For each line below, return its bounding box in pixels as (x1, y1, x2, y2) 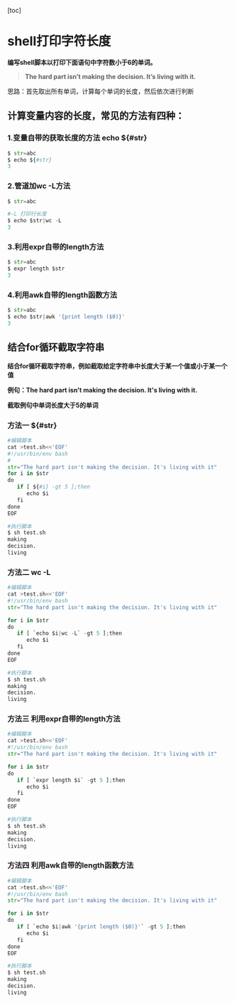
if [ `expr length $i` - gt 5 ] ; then (16, 776, 126, 784)
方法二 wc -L (7, 567, 51, 577)
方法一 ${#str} (7, 420, 58, 430)
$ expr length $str (7, 265, 65, 273)
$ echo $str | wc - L (7, 217, 62, 224)
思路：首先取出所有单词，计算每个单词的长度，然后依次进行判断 (7, 87, 194, 95)
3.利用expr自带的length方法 (7, 241, 104, 251)
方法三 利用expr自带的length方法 (7, 714, 121, 724)
